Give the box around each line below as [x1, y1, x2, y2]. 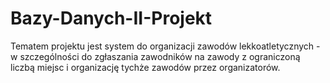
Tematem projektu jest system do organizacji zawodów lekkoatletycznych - [10, 40, 321, 52]
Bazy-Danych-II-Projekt [10, 7, 213, 30]
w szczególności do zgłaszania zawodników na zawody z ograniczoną [10, 50, 301, 62]
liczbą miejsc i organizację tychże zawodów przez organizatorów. [10, 61, 281, 73]
